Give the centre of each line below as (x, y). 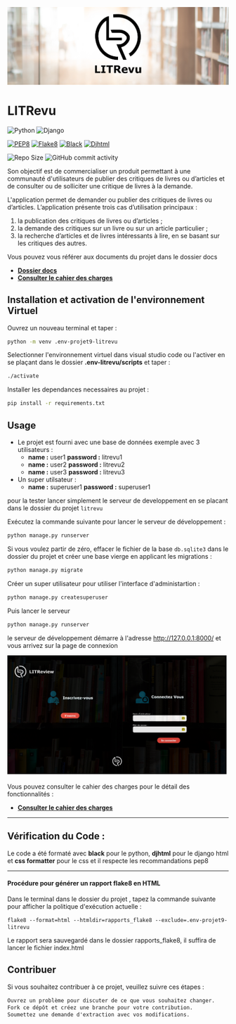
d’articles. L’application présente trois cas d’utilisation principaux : (103, 207)
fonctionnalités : (31, 793)
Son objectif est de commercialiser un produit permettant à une (99, 171)
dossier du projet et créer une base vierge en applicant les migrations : (110, 556)
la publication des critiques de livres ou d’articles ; (90, 221)
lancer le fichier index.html (46, 947)
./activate (23, 376)
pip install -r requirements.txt (56, 403)
